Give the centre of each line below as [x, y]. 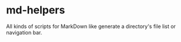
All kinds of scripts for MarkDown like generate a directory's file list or [91, 26]
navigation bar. [24, 32]
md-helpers [36, 10]
